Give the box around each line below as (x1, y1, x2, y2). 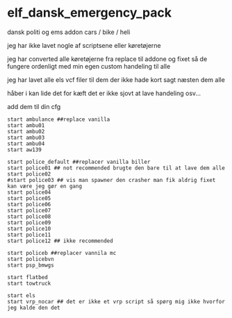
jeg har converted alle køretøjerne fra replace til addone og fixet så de (7, 54, 208, 63)
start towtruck (7, 280, 51, 287)
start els (7, 292, 36, 299)
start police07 (7, 207, 51, 214)
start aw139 (7, 146, 42, 153)
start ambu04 (7, 140, 45, 147)
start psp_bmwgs (7, 262, 54, 269)
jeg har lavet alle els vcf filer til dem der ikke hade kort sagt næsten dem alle (7, 75, 226, 84)
